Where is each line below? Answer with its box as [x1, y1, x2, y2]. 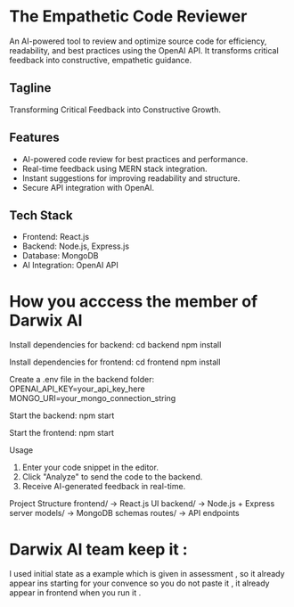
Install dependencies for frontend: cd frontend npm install [9, 357, 221, 367]
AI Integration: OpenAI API [21, 260, 118, 271]
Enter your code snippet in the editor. [21, 462, 159, 473]
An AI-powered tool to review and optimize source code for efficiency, [9, 36, 267, 46]
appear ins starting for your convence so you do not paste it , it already [9, 578, 270, 589]
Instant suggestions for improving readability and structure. [21, 172, 241, 184]
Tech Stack [9, 208, 73, 223]
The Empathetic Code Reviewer [9, 6, 248, 27]
